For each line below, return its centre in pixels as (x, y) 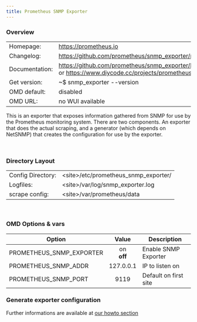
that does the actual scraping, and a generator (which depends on (86, 128)
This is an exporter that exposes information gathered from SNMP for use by (98, 115)
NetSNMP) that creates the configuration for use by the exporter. (84, 134)
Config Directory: (33, 175)
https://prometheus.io (88, 46)
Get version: (26, 82)
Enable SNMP (161, 249)
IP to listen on (161, 266)
